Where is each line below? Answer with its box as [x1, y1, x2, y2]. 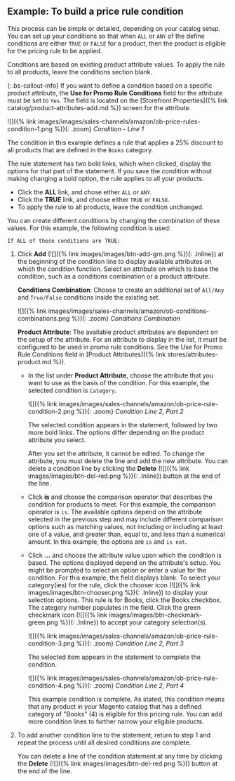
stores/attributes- [167, 350, 219, 359]
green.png [27, 618, 58, 627]
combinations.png [17, 314, 70, 322]
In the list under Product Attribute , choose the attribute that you [27, 371, 214, 380]
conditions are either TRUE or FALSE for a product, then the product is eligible [7, 39, 227, 48]
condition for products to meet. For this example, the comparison [27, 500, 216, 508]
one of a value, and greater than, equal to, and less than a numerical [27, 530, 226, 538]
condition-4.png [27, 681, 75, 690]
